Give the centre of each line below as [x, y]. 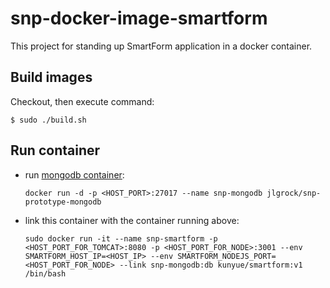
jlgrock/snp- [294, 193]
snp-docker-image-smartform [139, 18]
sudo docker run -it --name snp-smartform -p [121, 238]
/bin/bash [45, 273]
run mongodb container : [74, 174]
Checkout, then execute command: [82, 101]
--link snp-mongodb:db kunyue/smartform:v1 [211, 265]
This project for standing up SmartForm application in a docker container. [161, 46]
